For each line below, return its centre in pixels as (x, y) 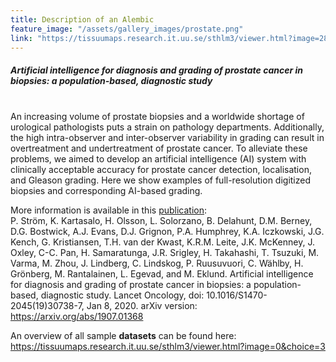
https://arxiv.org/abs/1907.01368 (77, 317)
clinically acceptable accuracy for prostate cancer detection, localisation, (161, 170)
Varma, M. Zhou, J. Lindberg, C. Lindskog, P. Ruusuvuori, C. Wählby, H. (157, 263)
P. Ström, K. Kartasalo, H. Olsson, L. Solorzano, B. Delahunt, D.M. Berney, (161, 221)
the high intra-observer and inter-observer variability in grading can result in (167, 138)
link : (21, 38)
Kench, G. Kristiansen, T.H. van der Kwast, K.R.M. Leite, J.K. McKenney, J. (162, 242)
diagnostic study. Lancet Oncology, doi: (122, 295)
